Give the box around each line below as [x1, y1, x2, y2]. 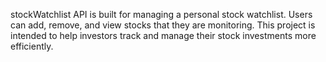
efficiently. [10, 40, 54, 52]
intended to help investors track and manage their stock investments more [10, 30, 317, 41]
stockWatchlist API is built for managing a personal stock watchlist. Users [10, 9, 313, 20]
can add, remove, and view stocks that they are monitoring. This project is [10, 19, 316, 31]
